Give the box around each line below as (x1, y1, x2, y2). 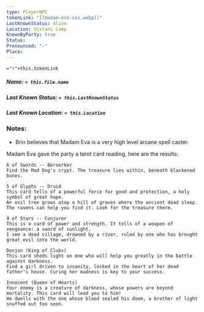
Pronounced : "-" (6, 43, 48, 49)
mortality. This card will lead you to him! (6, 290, 122, 296)
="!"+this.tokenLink (6, 65, 59, 71)
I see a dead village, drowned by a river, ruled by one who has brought (6, 231, 199, 238)
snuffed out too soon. (6, 300, 64, 307)
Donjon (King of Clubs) (6, 247, 67, 253)
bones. (6, 172, 23, 179)
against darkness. (6, 258, 53, 264)
